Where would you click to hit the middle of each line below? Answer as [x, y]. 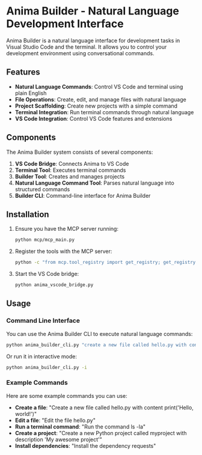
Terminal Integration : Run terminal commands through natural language [104, 112]
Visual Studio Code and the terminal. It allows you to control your [87, 47]
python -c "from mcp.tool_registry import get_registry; [88, 263]
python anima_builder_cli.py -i [47, 367]
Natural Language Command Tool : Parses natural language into [94, 183]
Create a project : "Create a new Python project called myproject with [101, 433]
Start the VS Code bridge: [47, 274]
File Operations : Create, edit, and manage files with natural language [100, 99]
